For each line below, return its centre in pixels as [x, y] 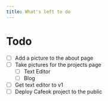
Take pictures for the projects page [58, 65]
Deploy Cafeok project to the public [58, 91]
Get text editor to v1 [39, 85]
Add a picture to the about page [54, 58]
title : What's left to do [38, 12]
